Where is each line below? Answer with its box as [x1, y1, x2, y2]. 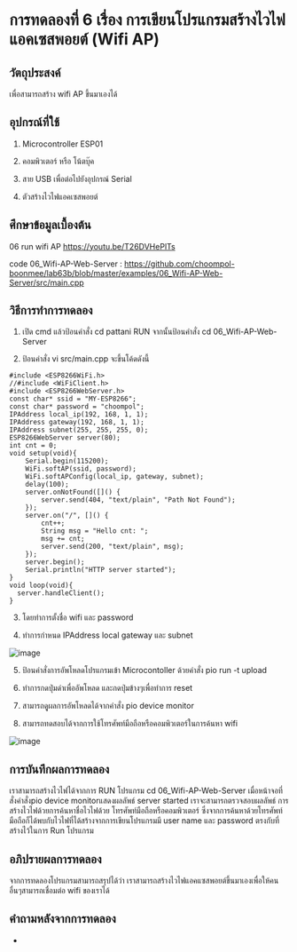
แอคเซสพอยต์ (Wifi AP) [9, 29, 160, 50]
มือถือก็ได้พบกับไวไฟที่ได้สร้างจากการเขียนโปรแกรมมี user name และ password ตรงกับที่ [9, 815, 279, 826]
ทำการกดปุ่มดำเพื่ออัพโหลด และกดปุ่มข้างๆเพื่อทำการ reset [21, 683, 193, 694]
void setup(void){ [9, 449, 77, 458]
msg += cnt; [41, 535, 86, 543]
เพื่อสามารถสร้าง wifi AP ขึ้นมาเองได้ [9, 89, 118, 99]
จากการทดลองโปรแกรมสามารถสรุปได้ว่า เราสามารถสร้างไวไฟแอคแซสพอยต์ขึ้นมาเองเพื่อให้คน [9, 876, 279, 886]
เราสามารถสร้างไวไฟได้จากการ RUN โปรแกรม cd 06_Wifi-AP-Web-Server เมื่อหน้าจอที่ [9, 785, 284, 796]
